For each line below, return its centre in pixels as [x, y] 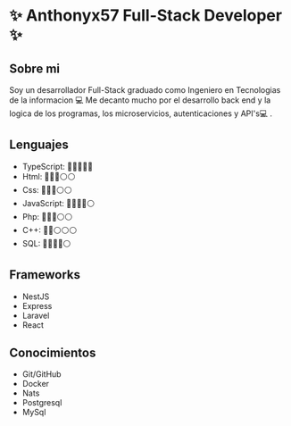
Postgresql [42, 403]
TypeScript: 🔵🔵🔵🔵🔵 [58, 166]
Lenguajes [39, 145]
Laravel [36, 315]
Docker [36, 384]
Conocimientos [53, 353]
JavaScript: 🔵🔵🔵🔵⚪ [58, 203]
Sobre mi [35, 68]
